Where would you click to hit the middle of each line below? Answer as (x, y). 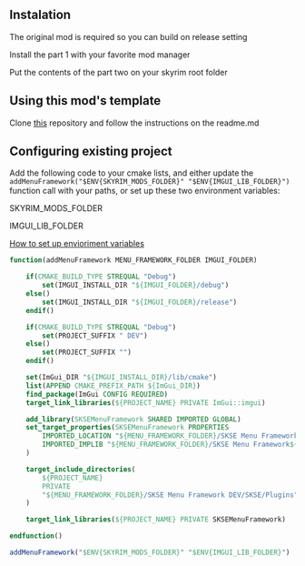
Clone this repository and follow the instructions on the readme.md (134, 123)
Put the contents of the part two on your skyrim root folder (119, 72)
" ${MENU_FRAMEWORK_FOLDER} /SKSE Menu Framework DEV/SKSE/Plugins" (170, 495)
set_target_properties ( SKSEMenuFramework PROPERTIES (128, 428)
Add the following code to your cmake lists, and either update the (132, 173)
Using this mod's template (85, 101)
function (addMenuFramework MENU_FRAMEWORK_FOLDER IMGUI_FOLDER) (133, 260)
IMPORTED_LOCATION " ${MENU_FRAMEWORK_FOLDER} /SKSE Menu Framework (170, 436)
